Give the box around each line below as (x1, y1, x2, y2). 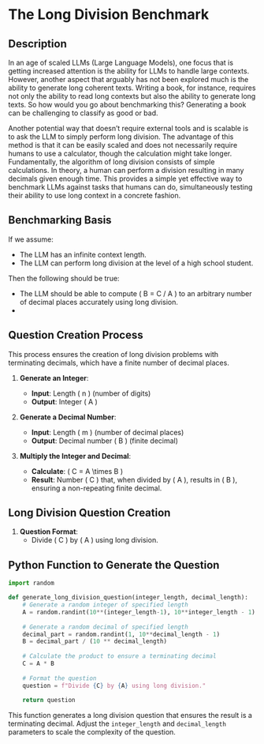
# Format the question (22, 674, 97, 682)
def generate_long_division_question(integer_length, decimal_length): (8, 594, 248, 602)
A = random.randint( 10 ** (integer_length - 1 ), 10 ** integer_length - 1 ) (22, 608, 256, 616)
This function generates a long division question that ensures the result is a (8, 711, 252, 720)
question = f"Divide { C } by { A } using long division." (22, 682, 206, 690)
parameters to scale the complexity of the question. (8, 727, 176, 737)
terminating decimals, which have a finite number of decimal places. (8, 358, 230, 367)
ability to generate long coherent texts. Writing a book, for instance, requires (8, 83, 256, 92)
